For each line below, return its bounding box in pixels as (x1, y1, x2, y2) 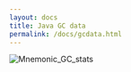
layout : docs (9, 12, 58, 22)
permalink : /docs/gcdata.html (9, 29, 123, 38)
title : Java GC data (9, 21, 87, 30)
